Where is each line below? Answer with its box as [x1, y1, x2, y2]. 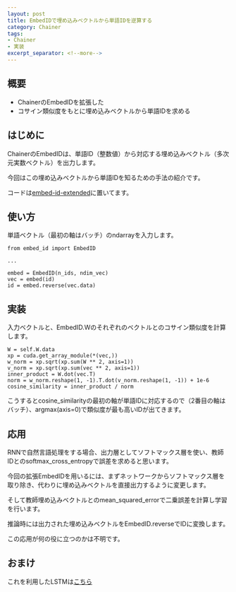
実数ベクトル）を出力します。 [13, 158, 100, 167]
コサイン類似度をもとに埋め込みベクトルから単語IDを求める [17, 107, 191, 115]
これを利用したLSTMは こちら [7, 577, 93, 586]
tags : [7, 30, 23, 37]
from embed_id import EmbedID [7, 245, 97, 252]
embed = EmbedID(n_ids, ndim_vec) [7, 270, 109, 277]
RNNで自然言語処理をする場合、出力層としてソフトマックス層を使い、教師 [7, 448, 224, 456]
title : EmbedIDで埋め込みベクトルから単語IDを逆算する [7, 17, 153, 24]
